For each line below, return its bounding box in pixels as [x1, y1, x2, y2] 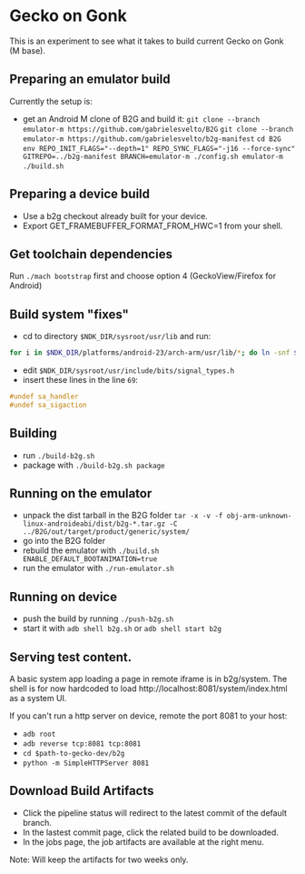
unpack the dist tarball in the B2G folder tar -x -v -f [22, 510, 223, 521]
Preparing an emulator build [9, 72, 171, 87]
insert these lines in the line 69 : [22, 375, 139, 386]
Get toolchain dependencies [9, 246, 172, 262]
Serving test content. [9, 649, 133, 665]
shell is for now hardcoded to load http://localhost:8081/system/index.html [9, 683, 288, 694]
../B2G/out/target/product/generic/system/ [22, 527, 191, 537]
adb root [22, 729, 56, 739]
